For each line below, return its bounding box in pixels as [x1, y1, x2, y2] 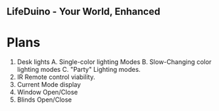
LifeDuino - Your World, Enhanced [6, 6, 161, 18]
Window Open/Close [16, 88, 78, 97]
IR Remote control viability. [16, 73, 95, 81]
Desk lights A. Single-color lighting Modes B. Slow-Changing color [16, 58, 212, 66]
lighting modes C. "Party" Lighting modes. [16, 65, 141, 74]
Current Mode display [16, 80, 81, 89]
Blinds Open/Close [16, 95, 73, 104]
